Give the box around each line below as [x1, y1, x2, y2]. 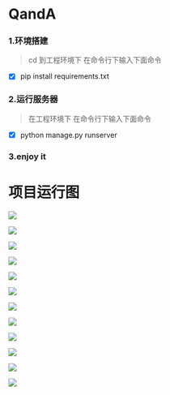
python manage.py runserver [19, 130, 117, 140]
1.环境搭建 [8, 36, 49, 47]
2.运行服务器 [8, 94, 58, 105]
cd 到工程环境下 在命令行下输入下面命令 [28, 55, 162, 65]
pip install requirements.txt [19, 71, 109, 81]
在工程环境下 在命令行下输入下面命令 [28, 114, 151, 123]
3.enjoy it [8, 151, 46, 162]
